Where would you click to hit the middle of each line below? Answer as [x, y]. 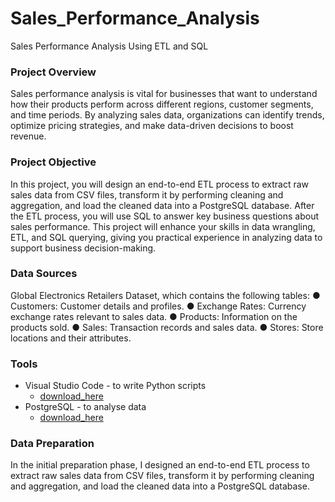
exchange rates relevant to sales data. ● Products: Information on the [154, 316]
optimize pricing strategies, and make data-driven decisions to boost [152, 126]
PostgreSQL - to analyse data [85, 407]
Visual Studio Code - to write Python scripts [115, 386]
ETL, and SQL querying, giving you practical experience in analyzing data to [166, 237]
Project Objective [53, 162]
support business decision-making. [83, 248]
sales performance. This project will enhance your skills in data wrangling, [163, 226]
